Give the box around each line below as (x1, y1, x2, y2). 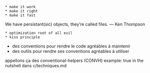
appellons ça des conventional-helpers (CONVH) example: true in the (5, 58, 144, 63)
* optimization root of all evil (5, 31, 73, 36)
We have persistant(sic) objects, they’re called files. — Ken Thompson (5, 22, 146, 27)
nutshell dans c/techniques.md (5, 63, 67, 68)
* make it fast (5, 13, 36, 18)
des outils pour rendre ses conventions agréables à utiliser (12, 49, 130, 54)
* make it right (5, 9, 38, 13)
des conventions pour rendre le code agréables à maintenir (12, 43, 131, 49)
